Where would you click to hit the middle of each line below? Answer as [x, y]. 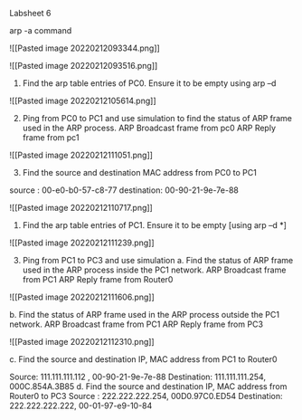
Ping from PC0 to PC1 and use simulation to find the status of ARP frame [157, 118]
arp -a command [41, 30]
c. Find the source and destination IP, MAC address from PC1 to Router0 [143, 359]
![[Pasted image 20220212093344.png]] [85, 48]
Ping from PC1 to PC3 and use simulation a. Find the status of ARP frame [158, 260]
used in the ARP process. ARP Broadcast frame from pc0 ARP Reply [149, 128]
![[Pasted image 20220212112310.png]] [82, 342]
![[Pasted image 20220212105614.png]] [83, 100]
